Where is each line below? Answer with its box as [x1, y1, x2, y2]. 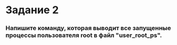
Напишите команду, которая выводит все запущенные [5, 24, 171, 32]
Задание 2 [5, 3, 59, 17]
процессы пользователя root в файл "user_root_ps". [5, 31, 162, 39]
